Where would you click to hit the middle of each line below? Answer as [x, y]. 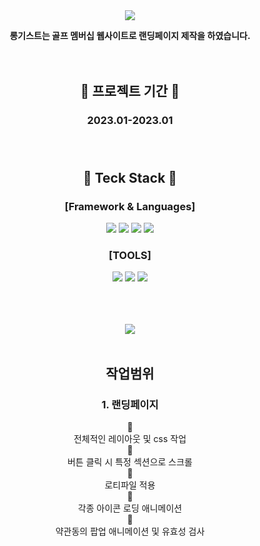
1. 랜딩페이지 [130, 404]
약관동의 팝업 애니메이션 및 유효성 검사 [130, 531]
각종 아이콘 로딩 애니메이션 [130, 508]
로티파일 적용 [130, 485]
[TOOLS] [130, 255]
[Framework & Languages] [130, 206]
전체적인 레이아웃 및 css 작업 [130, 438]
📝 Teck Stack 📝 [130, 177]
